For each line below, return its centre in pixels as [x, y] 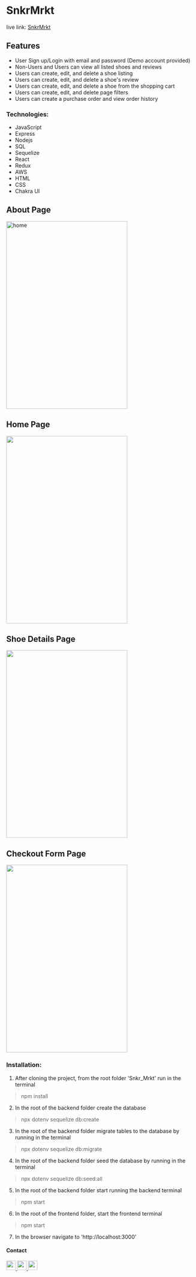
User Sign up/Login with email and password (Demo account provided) [102, 60]
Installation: [24, 1065]
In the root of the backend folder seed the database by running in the [100, 1161]
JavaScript [28, 127]
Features [23, 46]
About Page [28, 210]
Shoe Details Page [41, 639]
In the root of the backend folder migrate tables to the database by [97, 1131]
